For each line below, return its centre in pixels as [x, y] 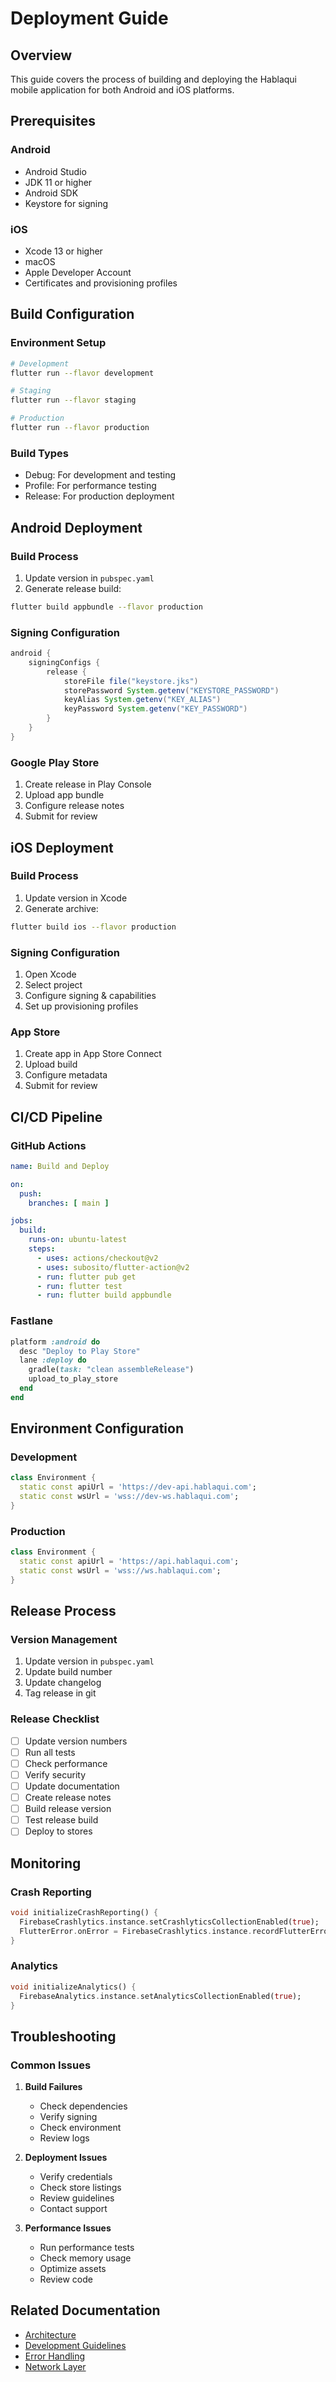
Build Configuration [72, 314]
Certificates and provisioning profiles [101, 283]
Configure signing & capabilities [90, 995]
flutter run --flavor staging [73, 400]
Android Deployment [76, 527]
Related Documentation [85, 2310]
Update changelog [63, 1683]
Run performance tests [87, 2248]
